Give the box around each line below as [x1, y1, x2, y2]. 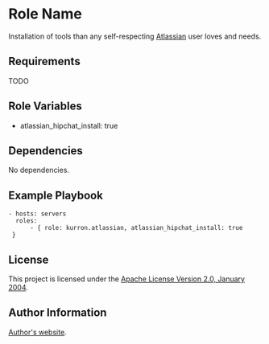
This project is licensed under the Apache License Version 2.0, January [8, 274, 246, 284]
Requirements [8, 55, 81, 68]
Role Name [8, 5, 82, 23]
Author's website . [8, 327, 67, 337]
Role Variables [8, 100, 82, 113]
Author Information [8, 306, 107, 320]
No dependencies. [8, 166, 70, 175]
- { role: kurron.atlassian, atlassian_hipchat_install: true [29, 224, 243, 232]
